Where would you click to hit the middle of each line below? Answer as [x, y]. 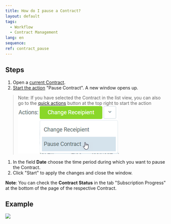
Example [19, 204]
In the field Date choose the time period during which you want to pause [89, 162]
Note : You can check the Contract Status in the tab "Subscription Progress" [86, 183]
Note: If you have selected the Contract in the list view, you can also [89, 98]
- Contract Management [34, 32]
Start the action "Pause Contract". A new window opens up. [76, 87]
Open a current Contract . [39, 82]
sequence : [16, 43]
